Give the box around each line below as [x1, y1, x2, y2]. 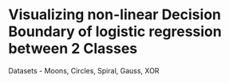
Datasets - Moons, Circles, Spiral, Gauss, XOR [8, 65, 160, 75]
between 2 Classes [8, 40, 138, 57]
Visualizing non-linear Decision [8, 6, 222, 24]
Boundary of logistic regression [8, 22, 222, 41]
